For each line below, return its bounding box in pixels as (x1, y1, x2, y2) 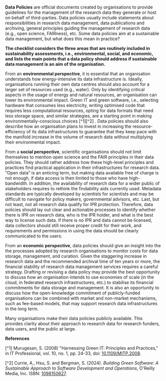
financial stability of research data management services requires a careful (5, 264, 159, 270)
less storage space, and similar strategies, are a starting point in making (5, 113, 152, 118)
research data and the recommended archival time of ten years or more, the (5, 259, 160, 264)
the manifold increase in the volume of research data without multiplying (5, 134, 153, 140)
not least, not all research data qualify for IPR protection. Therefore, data (5, 202, 153, 207)
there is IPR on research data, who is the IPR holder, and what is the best (5, 212, 154, 218)
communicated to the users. (5, 233, 63, 239)
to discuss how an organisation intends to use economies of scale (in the (5, 274, 154, 280)
